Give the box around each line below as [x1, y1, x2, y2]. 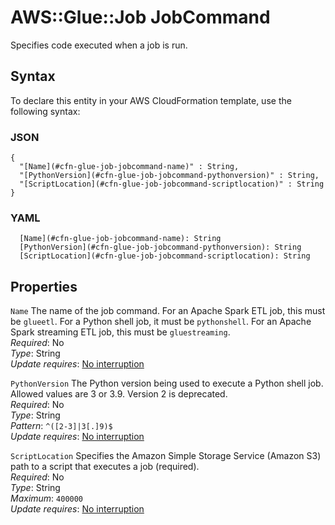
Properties [10, 278, 78, 295]
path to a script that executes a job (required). [10, 461, 200, 473]
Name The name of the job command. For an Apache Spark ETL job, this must [10, 305, 326, 317]
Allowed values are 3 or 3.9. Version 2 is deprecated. [10, 388, 228, 400]
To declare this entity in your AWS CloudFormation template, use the [10, 94, 292, 106]
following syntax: [10, 105, 81, 117]
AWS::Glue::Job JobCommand [10, 6, 271, 29]
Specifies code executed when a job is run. [10, 39, 188, 51]
